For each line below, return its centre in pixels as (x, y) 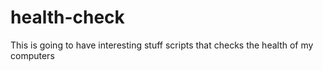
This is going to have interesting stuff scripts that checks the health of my (162, 45)
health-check (67, 17)
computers (32, 55)
